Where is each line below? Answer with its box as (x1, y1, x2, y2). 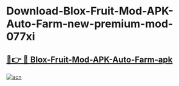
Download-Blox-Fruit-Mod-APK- (6, 4, 174, 18)
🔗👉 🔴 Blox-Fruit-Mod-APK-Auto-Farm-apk (6, 54, 173, 64)
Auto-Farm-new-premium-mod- (6, 17, 174, 31)
